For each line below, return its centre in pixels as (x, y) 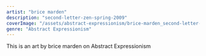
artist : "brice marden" (37, 12)
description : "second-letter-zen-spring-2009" (67, 18)
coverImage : (21, 23)
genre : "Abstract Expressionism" (49, 29)
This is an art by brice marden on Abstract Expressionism (79, 46)
